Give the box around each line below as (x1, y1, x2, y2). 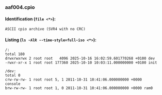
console (5, 81, 21, 86)
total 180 (5, 52, 25, 57)
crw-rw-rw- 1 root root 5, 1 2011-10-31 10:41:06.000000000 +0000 (5, 77, 142, 82)
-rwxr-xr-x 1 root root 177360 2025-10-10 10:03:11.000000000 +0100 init (5, 60, 158, 65)
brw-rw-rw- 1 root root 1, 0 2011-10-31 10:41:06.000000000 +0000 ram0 (5, 86, 153, 91)
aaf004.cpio (5, 4, 35, 11)
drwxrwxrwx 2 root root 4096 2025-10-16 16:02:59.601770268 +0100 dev (5, 56, 155, 61)
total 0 (5, 73, 21, 78)
